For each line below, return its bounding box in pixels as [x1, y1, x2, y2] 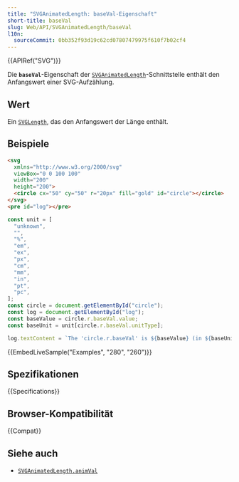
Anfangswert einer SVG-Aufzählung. [7, 78, 115, 86]
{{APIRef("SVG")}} [7, 56, 62, 65]
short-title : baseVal [7, 17, 72, 24]
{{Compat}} [7, 426, 41, 435]
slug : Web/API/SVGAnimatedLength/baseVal [7, 23, 132, 31]
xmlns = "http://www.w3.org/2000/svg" [14, 163, 122, 171]
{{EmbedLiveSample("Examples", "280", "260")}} [7, 347, 152, 356]
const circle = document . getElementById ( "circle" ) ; [7, 302, 164, 310]
